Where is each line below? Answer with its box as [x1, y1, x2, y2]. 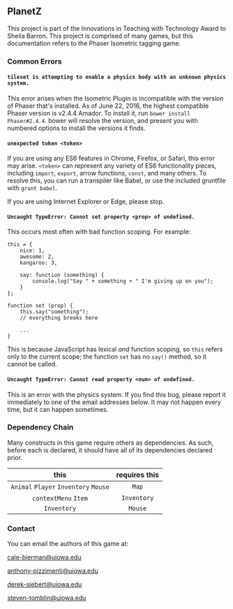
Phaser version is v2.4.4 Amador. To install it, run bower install [7, 108, 190, 117]
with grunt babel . [7, 184, 58, 192]
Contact [7, 524, 36, 533]
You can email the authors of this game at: [7, 540, 129, 548]
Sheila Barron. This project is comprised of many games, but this [7, 31, 193, 40]
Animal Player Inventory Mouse [10, 482, 110, 491]
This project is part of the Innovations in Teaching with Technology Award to [7, 24, 227, 32]
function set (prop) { [7, 302, 73, 310]
